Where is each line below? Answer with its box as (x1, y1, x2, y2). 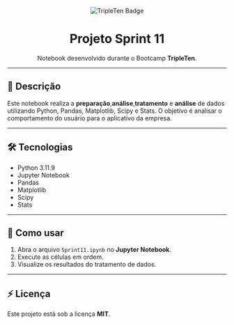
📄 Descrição (7, 81, 61, 93)
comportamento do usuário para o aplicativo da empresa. (7, 113, 172, 122)
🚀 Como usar (7, 227, 64, 239)
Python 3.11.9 (17, 164, 56, 172)
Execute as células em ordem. (17, 253, 104, 261)
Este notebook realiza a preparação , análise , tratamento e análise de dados (7, 99, 225, 107)
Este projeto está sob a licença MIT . (7, 310, 111, 318)
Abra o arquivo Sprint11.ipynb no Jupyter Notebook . (17, 246, 172, 254)
